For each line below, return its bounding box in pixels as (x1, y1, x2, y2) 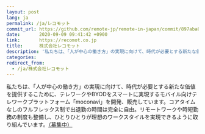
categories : (6, 54, 37, 60)
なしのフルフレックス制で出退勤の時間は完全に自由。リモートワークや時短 (6, 106, 193, 113)
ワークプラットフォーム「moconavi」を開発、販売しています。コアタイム (11, 98, 196, 105)
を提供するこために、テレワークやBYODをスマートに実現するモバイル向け (6, 91, 192, 98)
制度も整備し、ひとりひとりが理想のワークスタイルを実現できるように (16, 113, 193, 121)
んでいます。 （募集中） (16, 121, 73, 129)
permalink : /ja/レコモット (6, 20, 70, 26)
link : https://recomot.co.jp (6, 37, 97, 43)
